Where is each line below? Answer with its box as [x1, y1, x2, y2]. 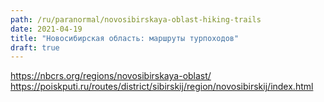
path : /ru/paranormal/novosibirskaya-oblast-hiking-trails [10, 14, 262, 25]
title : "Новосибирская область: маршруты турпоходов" [10, 33, 240, 43]
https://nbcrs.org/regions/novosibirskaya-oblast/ [10, 70, 212, 82]
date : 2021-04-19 [10, 24, 83, 34]
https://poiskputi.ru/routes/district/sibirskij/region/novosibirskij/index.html [10, 81, 314, 93]
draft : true [10, 42, 60, 53]
